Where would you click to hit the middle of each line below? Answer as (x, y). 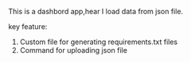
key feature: (28, 26)
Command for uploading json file (73, 50)
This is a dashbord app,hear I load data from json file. (96, 11)
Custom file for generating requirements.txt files (98, 42)
